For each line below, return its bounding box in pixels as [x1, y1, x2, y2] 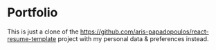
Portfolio [7, 5, 58, 21]
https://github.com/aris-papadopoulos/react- [80, 27, 209, 36]
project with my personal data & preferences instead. [57, 34, 209, 42]
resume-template [7, 34, 57, 42]
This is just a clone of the [7, 27, 79, 36]
